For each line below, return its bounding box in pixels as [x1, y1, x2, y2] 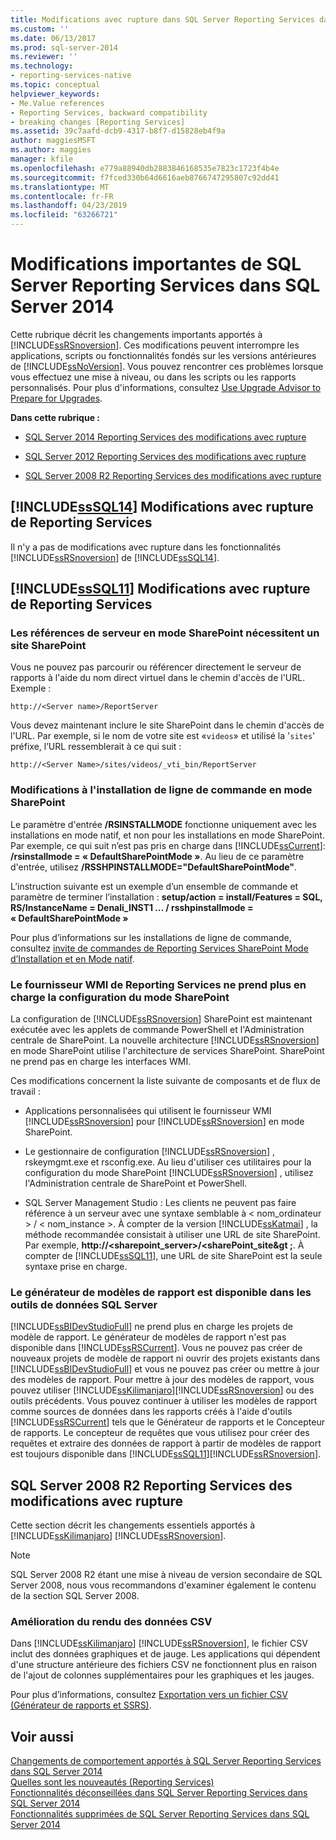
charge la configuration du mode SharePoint [10, 990, 230, 1004]
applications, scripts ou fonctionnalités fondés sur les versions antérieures [10, 349, 317, 361]
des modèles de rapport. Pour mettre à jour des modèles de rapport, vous [10, 1374, 315, 1386]
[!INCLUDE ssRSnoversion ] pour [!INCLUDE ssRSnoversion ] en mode [24, 1116, 305, 1128]
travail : [10, 1086, 41, 1098]
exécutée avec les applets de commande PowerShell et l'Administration [10, 1024, 305, 1036]
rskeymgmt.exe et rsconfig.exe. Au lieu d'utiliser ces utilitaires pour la [24, 1156, 312, 1168]
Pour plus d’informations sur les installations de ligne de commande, [10, 931, 292, 943]
